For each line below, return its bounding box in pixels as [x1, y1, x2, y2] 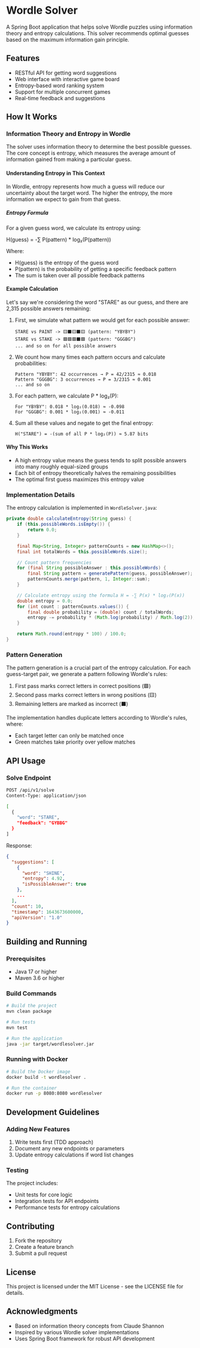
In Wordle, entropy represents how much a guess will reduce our [6, 183, 165, 190]
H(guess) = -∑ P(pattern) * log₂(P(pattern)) [6, 236, 111, 243]
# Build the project [6, 1003, 58, 1009]
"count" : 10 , [11, 903, 44, 909]
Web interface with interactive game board [14, 75, 120, 82]
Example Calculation [6, 285, 58, 292]
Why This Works [6, 443, 49, 451]
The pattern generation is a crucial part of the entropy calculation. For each [6, 664, 191, 671]
